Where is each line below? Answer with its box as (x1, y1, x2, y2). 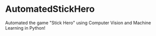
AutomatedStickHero (5, 3, 95, 15)
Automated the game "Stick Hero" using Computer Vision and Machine (5, 20, 151, 26)
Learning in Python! (5, 25, 46, 31)
